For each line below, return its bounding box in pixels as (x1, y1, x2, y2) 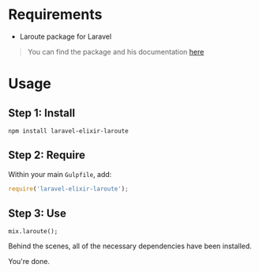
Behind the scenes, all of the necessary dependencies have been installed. (8, 241, 253, 251)
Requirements (8, 6, 103, 24)
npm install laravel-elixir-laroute (8, 127, 129, 135)
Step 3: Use (8, 207, 67, 221)
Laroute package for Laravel (19, 32, 112, 41)
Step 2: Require (8, 149, 85, 162)
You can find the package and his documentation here (27, 47, 205, 56)
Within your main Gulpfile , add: (8, 169, 112, 179)
